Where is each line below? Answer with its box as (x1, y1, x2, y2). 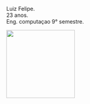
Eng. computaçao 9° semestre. (6, 18, 84, 25)
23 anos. (6, 11, 29, 19)
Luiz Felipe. (6, 5, 35, 12)
